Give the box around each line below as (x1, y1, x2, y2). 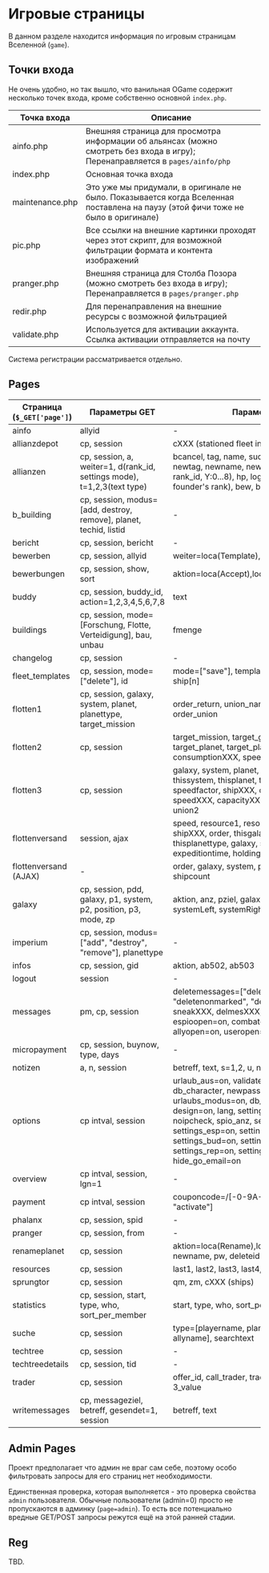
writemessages (12, 1404, 70, 1415)
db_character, (172, 1085, 225, 1096)
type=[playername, (172, 1322, 245, 1333)
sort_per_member (79, 1309, 147, 1321)
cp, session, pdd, (79, 883, 144, 894)
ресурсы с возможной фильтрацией (85, 310, 227, 321)
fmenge (172, 624, 203, 635)
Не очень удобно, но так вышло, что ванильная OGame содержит (8, 84, 233, 94)
